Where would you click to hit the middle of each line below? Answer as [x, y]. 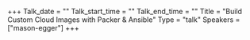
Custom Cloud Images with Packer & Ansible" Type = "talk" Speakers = [124, 20]
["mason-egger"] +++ [44, 28]
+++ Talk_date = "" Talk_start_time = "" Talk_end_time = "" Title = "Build [125, 11]
